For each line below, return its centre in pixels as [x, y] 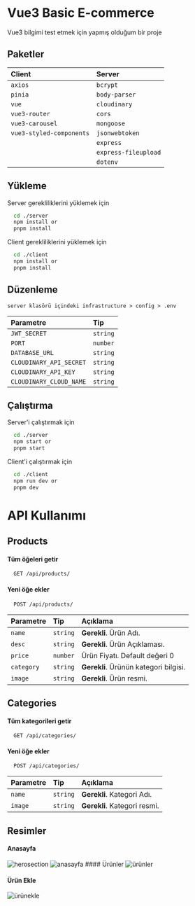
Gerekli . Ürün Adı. [111, 633]
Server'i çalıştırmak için [41, 422]
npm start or [32, 442]
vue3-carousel [34, 123]
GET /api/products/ [42, 574]
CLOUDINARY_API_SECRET [48, 362]
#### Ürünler [104, 864]
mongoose [111, 123]
